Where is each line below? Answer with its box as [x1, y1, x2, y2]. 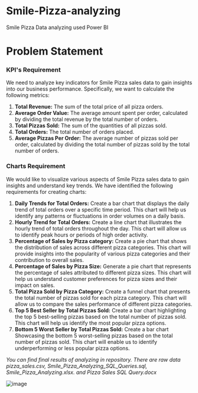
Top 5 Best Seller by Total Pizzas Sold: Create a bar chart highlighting [14, 306, 186, 314]
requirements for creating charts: [6, 188, 87, 195]
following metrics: [6, 92, 50, 99]
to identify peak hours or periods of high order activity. [14, 231, 148, 238]
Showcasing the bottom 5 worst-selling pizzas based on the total [14, 332, 173, 339]
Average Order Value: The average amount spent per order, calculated [14, 110, 188, 117]
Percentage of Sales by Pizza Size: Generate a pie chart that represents [14, 263, 191, 270]
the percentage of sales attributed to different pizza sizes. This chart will [14, 269, 191, 276]
